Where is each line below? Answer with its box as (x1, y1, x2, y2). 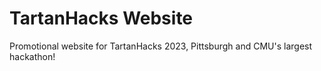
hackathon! (9, 50, 56, 62)
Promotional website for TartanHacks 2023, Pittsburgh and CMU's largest (9, 40, 313, 52)
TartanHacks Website (9, 7, 194, 30)
